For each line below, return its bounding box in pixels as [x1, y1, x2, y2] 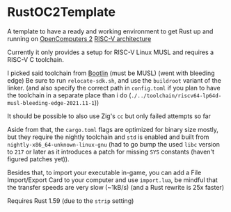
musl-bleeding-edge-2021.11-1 [7, 99, 95, 106]
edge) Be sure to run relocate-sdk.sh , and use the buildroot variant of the [7, 76, 221, 84]
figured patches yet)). [7, 154, 70, 163]
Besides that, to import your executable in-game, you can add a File [7, 168, 202, 177]
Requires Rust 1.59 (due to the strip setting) [7, 196, 134, 205]
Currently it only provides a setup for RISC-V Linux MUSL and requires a [7, 48, 214, 56]
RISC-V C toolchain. [7, 55, 64, 63]
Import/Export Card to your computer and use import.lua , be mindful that [7, 175, 218, 184]
